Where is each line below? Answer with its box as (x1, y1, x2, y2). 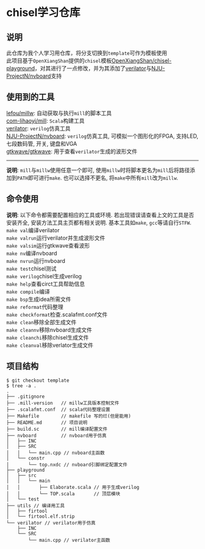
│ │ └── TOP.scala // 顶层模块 (6, 491, 121, 497)
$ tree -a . (6, 383, 37, 389)
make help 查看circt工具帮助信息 (6, 280, 85, 287)
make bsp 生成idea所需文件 (6, 295, 71, 303)
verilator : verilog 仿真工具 (6, 124, 71, 132)
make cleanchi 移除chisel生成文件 (6, 333, 89, 341)
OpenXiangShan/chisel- (112, 57, 172, 64)
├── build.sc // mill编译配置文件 (6, 426, 108, 433)
